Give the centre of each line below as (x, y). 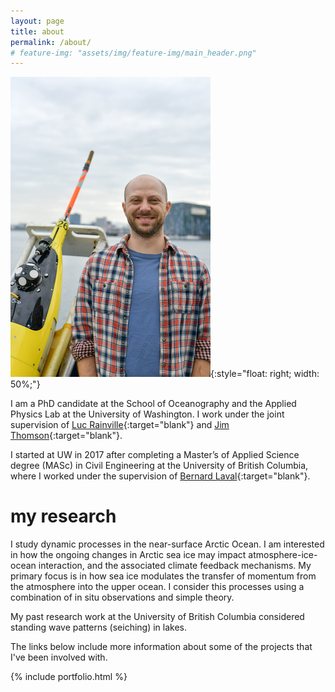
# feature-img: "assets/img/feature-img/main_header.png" (133, 53)
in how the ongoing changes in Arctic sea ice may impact (128, 555)
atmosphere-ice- (283, 555)
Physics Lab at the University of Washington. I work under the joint (147, 414)
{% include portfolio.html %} (69, 677)
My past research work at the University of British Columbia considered (157, 617)
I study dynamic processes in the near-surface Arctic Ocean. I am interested (167, 544)
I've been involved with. (59, 657)
